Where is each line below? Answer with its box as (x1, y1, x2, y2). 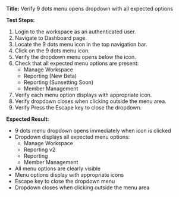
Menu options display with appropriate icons (14, 171, 124, 178)
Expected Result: (6, 115, 49, 123)
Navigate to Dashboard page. (14, 35, 87, 41)
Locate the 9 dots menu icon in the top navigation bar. (14, 41, 147, 48)
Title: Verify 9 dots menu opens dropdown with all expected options (6, 5, 174, 12)
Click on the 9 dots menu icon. (14, 47, 90, 54)
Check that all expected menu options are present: (14, 60, 139, 67)
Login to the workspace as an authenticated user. (14, 28, 136, 35)
